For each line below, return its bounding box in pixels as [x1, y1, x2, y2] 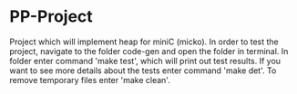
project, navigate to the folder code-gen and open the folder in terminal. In [9, 45, 289, 56]
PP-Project [9, 6, 93, 27]
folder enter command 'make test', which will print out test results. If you [9, 55, 281, 66]
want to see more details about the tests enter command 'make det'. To [9, 65, 277, 76]
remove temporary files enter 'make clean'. [9, 74, 170, 85]
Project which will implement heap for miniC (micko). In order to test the [9, 36, 280, 47]
